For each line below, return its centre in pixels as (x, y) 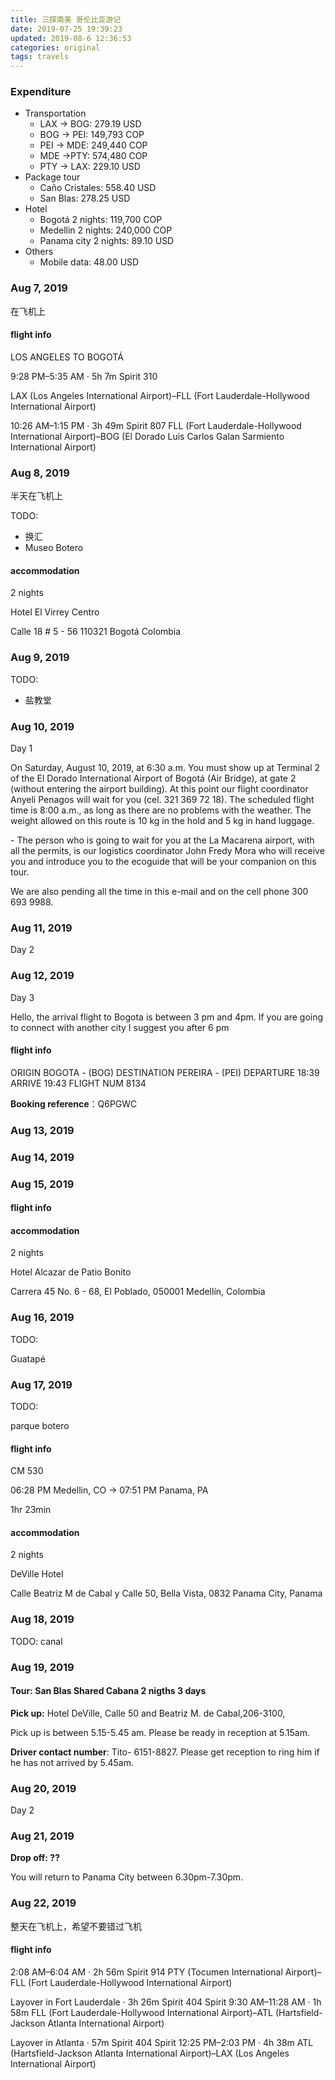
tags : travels (40, 57)
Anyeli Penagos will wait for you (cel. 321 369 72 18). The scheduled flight (162, 800)
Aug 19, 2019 (42, 1667)
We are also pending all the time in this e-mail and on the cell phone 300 (159, 892)
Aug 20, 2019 (43, 1788)
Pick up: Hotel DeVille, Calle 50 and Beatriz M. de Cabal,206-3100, (148, 1713)
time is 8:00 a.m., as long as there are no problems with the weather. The (161, 810)
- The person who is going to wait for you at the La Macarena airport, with (162, 840)
